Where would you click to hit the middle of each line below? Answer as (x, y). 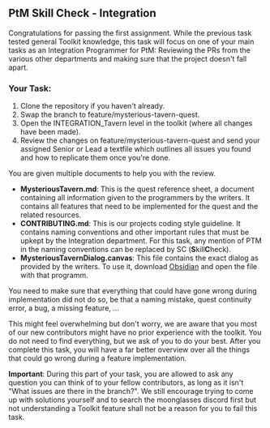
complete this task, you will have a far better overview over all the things (129, 350)
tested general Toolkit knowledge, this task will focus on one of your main (131, 41)
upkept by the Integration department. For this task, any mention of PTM (141, 241)
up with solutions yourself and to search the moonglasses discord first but (133, 400)
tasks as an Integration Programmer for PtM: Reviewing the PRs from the (130, 50)
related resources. (51, 215)
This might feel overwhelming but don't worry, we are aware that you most (133, 324)
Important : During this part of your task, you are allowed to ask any (121, 374)
